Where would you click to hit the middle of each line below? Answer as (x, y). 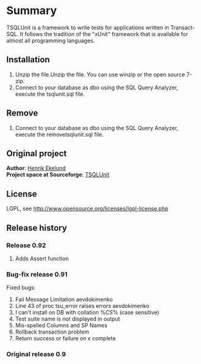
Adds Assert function (42, 258)
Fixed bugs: (21, 288)
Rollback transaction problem (52, 332)
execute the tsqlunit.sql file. (50, 94)
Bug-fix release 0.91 (37, 274)
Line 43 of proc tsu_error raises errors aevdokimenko (82, 306)
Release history (37, 227)
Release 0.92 (26, 245)
